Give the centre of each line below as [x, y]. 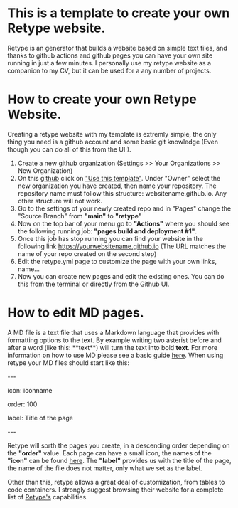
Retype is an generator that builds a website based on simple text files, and [117, 48]
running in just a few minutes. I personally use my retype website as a [109, 63]
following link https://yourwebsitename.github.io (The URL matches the [121, 246]
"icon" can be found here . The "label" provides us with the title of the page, [119, 460]
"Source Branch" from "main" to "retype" [80, 216]
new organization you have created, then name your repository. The [117, 186]
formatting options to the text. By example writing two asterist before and [114, 340]
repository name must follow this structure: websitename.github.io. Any [122, 193]
